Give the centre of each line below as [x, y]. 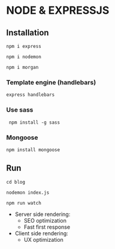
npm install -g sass [34, 122]
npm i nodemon [24, 57]
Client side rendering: [42, 233]
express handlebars [31, 95]
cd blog [16, 182]
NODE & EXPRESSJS [58, 10]
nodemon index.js [28, 193]
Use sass [20, 110]
